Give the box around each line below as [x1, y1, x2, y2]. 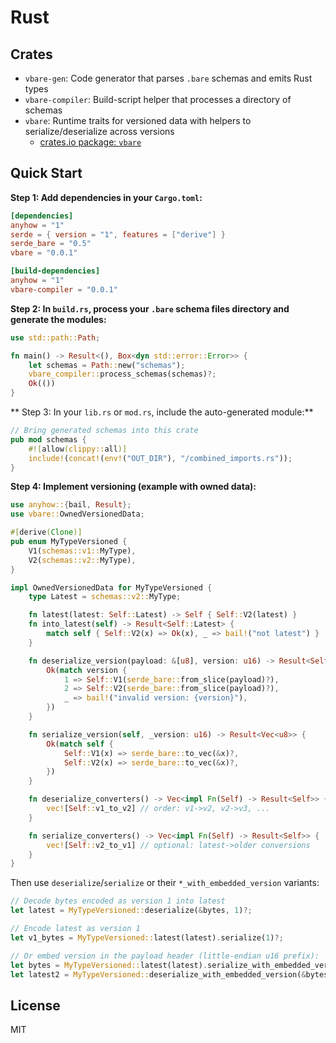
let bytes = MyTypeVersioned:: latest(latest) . [10, 960, 208, 970]
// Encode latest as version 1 [10, 924, 141, 934]
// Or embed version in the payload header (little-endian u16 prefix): [10, 951, 320, 961]
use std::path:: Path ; [10, 332, 101, 343]
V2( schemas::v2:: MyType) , [28, 555, 137, 565]
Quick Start [10, 165, 83, 182]
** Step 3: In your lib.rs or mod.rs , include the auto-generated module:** [10, 406, 314, 418]
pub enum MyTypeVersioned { [10, 537, 128, 547]
